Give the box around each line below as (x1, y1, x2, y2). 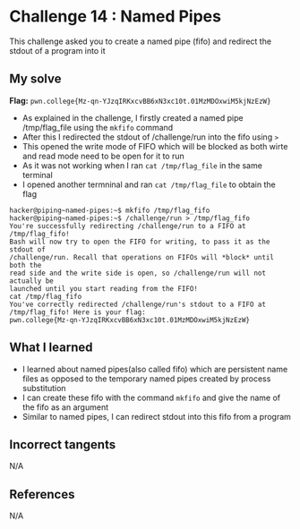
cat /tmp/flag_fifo (9, 292, 82, 301)
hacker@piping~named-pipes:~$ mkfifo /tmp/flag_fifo (9, 206, 210, 215)
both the (9, 260, 42, 269)
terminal (21, 169, 54, 180)
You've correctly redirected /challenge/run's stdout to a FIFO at (9, 300, 267, 309)
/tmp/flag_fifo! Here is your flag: (9, 307, 146, 317)
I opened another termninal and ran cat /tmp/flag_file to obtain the (21, 179, 276, 190)
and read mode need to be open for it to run (21, 150, 185, 161)
